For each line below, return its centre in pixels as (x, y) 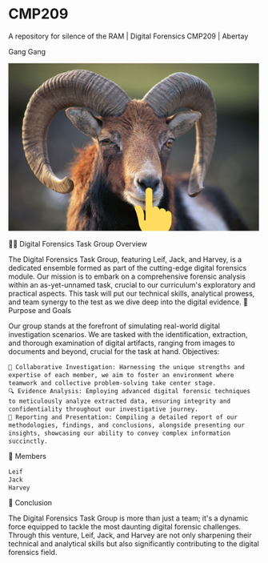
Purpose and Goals (40, 310)
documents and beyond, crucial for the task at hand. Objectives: (114, 351)
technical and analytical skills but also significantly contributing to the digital (134, 543)
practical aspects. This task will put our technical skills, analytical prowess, (132, 293)
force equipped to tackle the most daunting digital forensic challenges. (125, 526)
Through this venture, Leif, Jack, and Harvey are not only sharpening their (130, 535)
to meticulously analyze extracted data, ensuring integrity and (119, 401)
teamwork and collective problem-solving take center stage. (112, 383)
